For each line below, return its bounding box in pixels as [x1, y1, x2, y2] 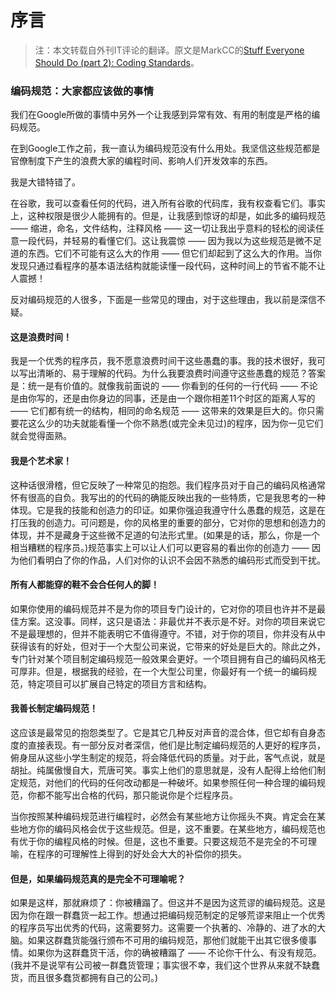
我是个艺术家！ [10, 455, 72, 467]
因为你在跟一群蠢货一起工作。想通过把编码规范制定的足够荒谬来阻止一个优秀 [10, 909, 326, 921]
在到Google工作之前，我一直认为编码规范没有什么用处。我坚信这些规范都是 [10, 142, 321, 155]
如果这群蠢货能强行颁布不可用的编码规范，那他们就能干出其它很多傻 [27, 934, 308, 946]
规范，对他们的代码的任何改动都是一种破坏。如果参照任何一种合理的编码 [18, 777, 317, 789]
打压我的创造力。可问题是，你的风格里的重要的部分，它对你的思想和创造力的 [10, 516, 326, 528]
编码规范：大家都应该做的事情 [10, 84, 155, 98]
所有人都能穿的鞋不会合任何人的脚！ [10, 579, 160, 591]
